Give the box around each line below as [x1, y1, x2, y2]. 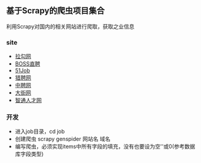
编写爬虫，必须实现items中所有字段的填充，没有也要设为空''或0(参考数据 [14, 143, 196, 150]
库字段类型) [14, 150, 44, 158]
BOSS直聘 [14, 60, 40, 67]
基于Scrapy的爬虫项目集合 [6, 5, 105, 16]
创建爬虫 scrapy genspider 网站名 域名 [14, 135, 111, 143]
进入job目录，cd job [14, 128, 65, 135]
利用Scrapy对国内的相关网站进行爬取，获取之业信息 [6, 23, 135, 30]
